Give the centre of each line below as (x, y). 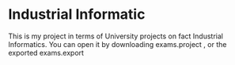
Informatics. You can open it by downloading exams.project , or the (117, 44)
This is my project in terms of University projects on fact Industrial (116, 36)
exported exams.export (46, 52)
